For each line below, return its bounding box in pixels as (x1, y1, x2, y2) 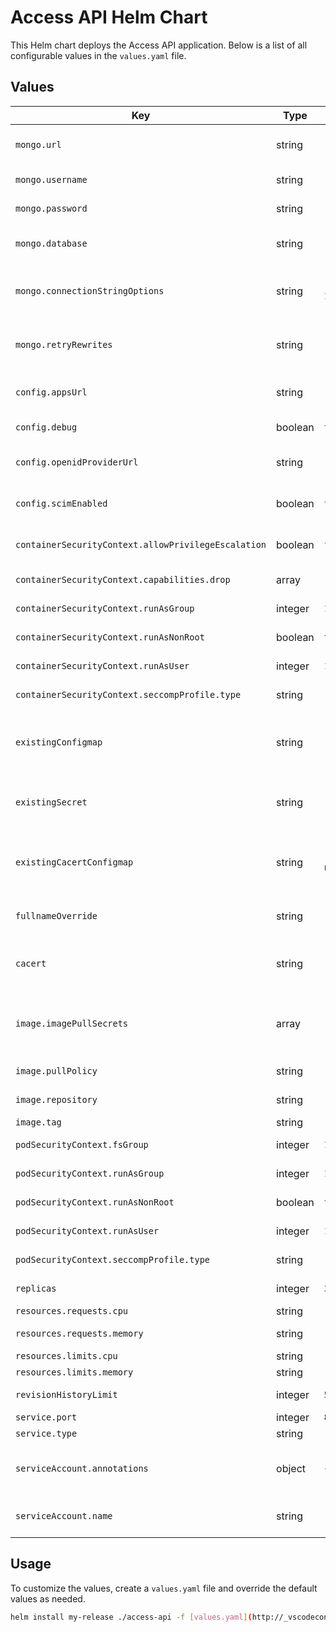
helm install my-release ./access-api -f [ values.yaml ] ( (10, 1612, 253, 1622)
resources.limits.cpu (15, 1350, 118, 1361)
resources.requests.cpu (15, 1305, 129, 1316)
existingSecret (15, 796, 88, 808)
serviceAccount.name (15, 1510, 113, 1521)
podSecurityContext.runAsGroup (15, 1167, 165, 1179)
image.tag (15, 1116, 62, 1128)
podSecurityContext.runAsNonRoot (15, 1196, 175, 1208)
